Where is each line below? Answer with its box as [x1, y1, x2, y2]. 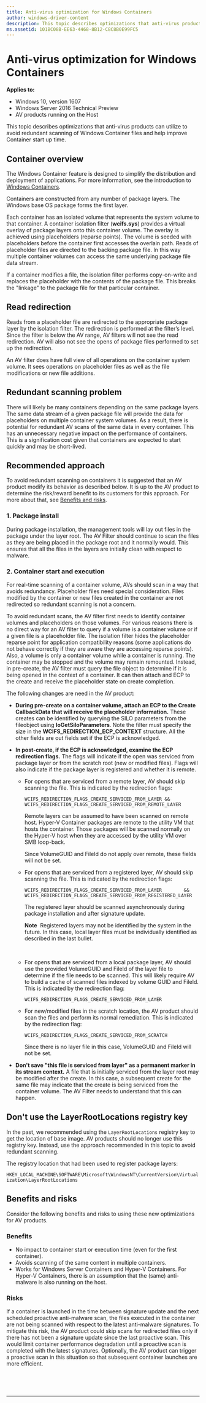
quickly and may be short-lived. [6, 442, 86, 450]
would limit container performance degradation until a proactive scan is [6, 1340, 187, 1348]
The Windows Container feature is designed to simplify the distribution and [6, 170, 196, 177]
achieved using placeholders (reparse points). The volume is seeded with [6, 233, 192, 240]
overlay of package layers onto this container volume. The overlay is [6, 227, 179, 234]
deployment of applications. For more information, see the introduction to [6, 176, 191, 184]
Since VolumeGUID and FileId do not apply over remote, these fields [24, 851, 197, 858]
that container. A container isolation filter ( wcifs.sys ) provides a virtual [6, 220, 185, 227]
